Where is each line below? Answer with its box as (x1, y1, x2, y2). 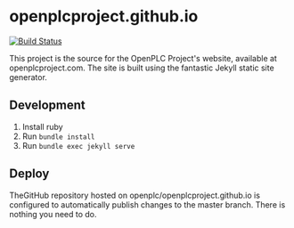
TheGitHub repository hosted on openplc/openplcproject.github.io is (9, 190, 261, 200)
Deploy (9, 167, 50, 182)
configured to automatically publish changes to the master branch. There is (9, 199, 286, 210)
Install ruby (21, 121, 64, 132)
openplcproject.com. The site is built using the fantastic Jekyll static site (9, 62, 274, 73)
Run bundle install (21, 131, 95, 142)
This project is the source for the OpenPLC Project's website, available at (9, 53, 278, 63)
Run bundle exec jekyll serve (21, 140, 135, 151)
